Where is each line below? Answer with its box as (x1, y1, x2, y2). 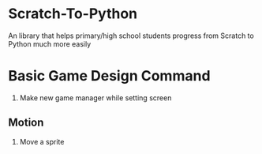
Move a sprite (19, 137, 65, 146)
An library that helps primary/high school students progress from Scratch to (8, 31, 254, 40)
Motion (8, 116, 44, 130)
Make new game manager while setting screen (19, 92, 172, 103)
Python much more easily (8, 39, 92, 48)
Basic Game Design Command (8, 67, 211, 85)
